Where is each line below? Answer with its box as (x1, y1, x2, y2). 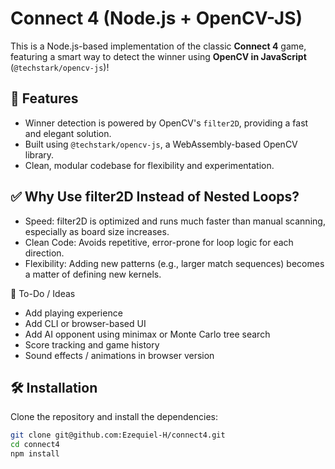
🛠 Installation (10, 379, 98, 396)
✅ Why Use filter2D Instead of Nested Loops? (10, 188, 300, 206)
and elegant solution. (24, 127, 112, 139)
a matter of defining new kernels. (24, 268, 162, 280)
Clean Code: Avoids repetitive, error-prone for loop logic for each (24, 236, 294, 248)
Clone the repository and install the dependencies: (10, 411, 219, 423)
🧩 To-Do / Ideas (10, 287, 76, 299)
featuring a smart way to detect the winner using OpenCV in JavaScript (10, 50, 307, 62)
